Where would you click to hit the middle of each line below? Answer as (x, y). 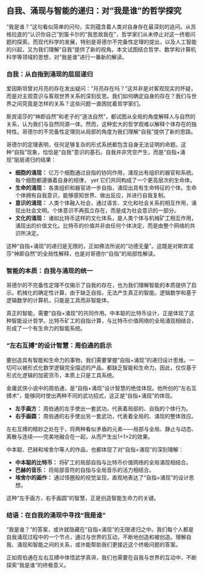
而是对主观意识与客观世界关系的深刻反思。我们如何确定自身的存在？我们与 (99, 96)
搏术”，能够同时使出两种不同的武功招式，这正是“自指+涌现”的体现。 (91, 395)
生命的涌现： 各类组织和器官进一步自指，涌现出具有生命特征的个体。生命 (106, 188)
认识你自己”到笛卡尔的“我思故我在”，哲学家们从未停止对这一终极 (110, 34)
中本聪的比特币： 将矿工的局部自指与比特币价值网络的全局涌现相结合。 (103, 462)
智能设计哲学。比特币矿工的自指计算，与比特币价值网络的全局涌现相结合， (104, 321)
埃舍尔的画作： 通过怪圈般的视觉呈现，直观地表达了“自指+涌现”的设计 (102, 477)
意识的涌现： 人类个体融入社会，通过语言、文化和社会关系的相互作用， (103, 203)
